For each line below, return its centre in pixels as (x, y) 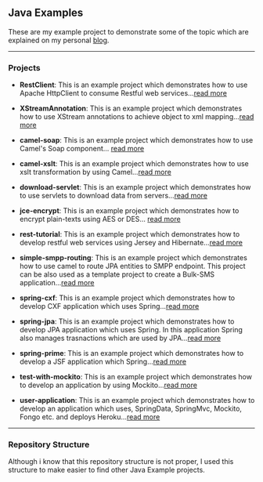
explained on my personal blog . (59, 40)
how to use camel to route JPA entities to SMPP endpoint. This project (132, 266)
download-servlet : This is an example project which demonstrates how (135, 187)
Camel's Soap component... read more (82, 149)
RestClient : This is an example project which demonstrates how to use (133, 85)
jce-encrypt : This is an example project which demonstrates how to (129, 211)
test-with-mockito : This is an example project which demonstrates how (136, 377)
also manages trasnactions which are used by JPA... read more (120, 338)
